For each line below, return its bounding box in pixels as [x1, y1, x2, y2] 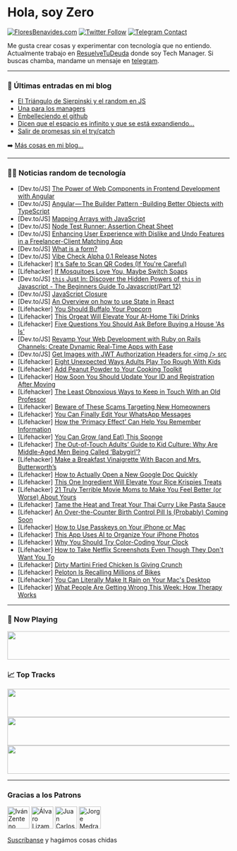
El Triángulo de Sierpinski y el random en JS [17, 97, 146, 105]
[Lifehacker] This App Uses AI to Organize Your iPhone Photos [17, 530, 200, 539]
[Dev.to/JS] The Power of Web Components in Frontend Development [17, 184, 220, 193]
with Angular [17, 192, 55, 200]
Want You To [17, 553, 55, 561]
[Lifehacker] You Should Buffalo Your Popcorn [17, 304, 152, 313]
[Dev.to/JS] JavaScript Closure [17, 290, 108, 298]
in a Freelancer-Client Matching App [17, 236, 123, 245]
